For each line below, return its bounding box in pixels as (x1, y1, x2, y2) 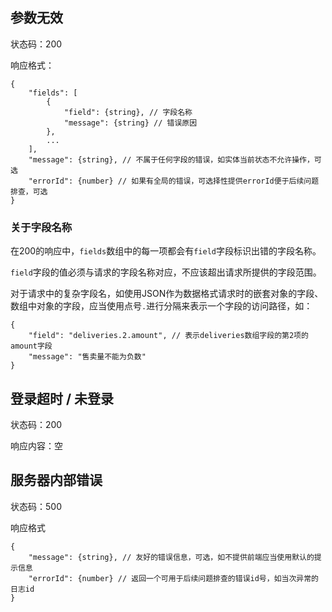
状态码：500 (10, 500, 62, 512)
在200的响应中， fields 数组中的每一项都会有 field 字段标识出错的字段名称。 (10, 245, 322, 257)
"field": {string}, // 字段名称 (63, 107, 193, 117)
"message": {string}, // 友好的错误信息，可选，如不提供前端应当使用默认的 (28, 552, 315, 562)
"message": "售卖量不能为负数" (28, 352, 147, 362)
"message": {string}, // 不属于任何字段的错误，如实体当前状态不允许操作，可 (28, 154, 322, 165)
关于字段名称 (10, 220, 73, 234)
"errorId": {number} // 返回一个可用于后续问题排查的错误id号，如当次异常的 (28, 573, 319, 583)
